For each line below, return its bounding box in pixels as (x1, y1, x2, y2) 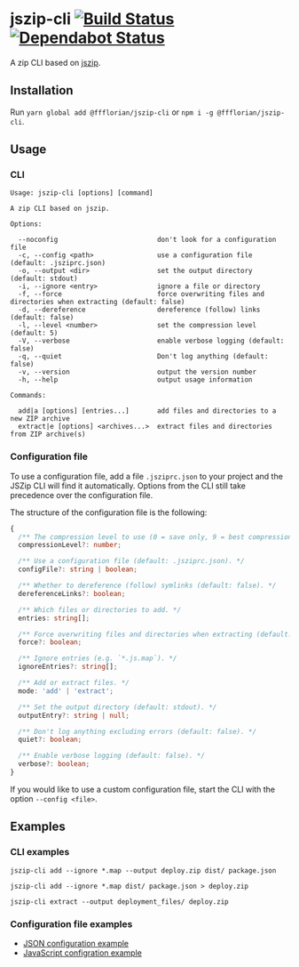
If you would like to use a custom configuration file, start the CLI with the (10, 784, 276, 794)
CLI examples (10, 846, 70, 858)
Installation (10, 83, 74, 98)
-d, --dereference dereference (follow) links (18, 305, 261, 315)
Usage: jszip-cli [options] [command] (10, 189, 153, 197)
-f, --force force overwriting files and (18, 290, 265, 299)
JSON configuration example (22, 938, 130, 948)
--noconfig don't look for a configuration (18, 236, 277, 245)
